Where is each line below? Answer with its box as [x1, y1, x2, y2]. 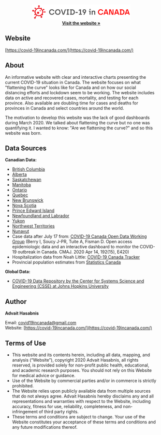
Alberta [12, 172, 27, 177]
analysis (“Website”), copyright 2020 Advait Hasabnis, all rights [12, 357, 139, 363]
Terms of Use [5, 339, 46, 347]
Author [5, 297, 27, 306]
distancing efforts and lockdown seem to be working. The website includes [5, 89, 155, 95]
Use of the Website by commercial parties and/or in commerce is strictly [12, 378, 157, 383]
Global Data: [5, 269, 30, 275]
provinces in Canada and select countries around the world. [5, 105, 124, 111]
